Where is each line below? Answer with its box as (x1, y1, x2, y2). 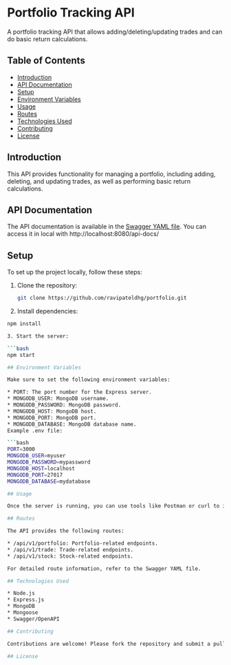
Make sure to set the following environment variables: (7, 376, 170, 383)
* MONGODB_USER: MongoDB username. (7, 395, 109, 402)
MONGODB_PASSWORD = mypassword (7, 459, 91, 466)
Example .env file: (7, 427, 63, 434)
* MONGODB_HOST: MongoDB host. (7, 408, 97, 415)
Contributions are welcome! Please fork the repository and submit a (7, 640, 211, 647)
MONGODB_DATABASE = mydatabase (7, 478, 91, 485)
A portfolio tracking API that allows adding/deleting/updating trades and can (7, 28, 223, 36)
